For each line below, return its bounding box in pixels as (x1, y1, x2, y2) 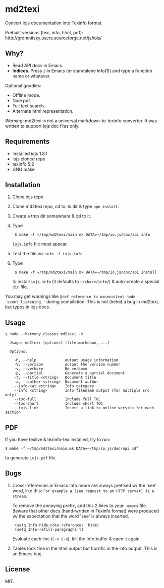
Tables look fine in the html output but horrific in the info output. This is (12, 545, 158, 551)
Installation (5, 180, 41, 189)
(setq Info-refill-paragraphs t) (14, 527, 84, 532)
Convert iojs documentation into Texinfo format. (5, 20, 103, 26)
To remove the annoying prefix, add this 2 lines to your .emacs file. (12, 503, 147, 509)
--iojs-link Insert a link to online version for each (14, 406, 154, 411)
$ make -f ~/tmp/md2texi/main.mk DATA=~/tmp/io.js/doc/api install (14, 270, 157, 275)
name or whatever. (12, 73, 51, 79)
